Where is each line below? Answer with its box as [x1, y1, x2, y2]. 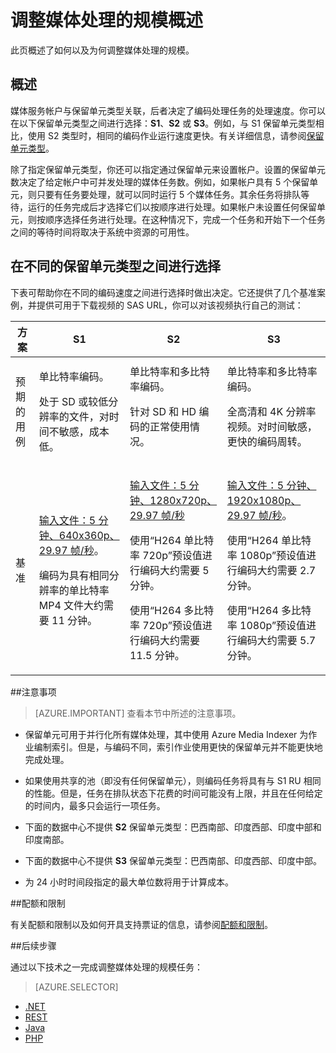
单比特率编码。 [38, 369, 110, 383]
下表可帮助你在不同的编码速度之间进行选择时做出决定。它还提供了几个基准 [10, 286, 317, 298]
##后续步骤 [10, 939, 57, 951]
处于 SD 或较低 [38, 394, 109, 408]
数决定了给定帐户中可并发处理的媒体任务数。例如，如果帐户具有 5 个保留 [10, 176, 310, 188]
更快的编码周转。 [226, 434, 308, 448]
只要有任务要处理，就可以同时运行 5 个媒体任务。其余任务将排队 [36, 188, 302, 200]
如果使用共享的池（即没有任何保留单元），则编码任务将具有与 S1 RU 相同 [24, 774, 322, 786]
